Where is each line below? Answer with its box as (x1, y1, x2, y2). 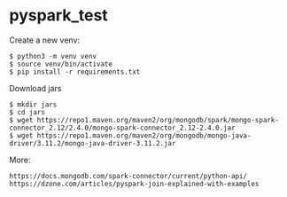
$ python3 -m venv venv (9, 51, 97, 60)
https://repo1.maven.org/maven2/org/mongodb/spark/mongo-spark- (36, 115, 279, 124)
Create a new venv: (9, 35, 81, 45)
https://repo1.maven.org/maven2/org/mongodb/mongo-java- (36, 130, 252, 140)
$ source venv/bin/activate (9, 59, 113, 68)
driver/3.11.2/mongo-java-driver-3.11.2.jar (9, 138, 176, 147)
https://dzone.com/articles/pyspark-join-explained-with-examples (9, 179, 260, 188)
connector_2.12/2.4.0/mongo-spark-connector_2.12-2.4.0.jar (9, 123, 237, 132)
